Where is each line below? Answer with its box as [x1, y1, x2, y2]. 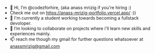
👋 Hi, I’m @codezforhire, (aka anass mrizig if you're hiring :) [9, 5, 132, 10]
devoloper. [9, 20, 32, 26]
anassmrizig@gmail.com [9, 43, 60, 49]
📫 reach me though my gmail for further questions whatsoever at [9, 36, 144, 42]
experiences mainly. [9, 31, 51, 36]
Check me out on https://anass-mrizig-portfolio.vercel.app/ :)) [9, 10, 136, 16]
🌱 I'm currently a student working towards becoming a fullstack [9, 15, 139, 21]
